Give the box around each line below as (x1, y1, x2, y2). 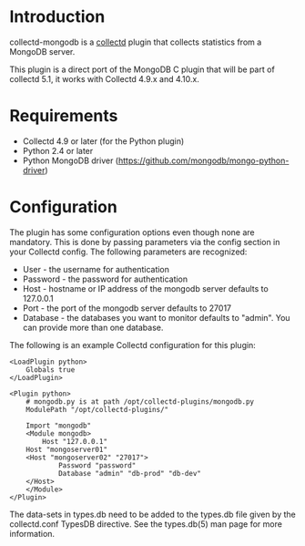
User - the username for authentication (22, 263, 170, 274)
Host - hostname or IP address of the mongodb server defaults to (22, 283, 269, 294)
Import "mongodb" (25, 421, 92, 430)
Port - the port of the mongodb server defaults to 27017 (22, 303, 232, 314)
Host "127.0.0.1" (42, 437, 107, 446)
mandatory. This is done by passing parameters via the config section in (9, 236, 280, 247)
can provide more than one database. (22, 322, 164, 333)
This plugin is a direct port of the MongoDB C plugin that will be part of (9, 64, 275, 75)
